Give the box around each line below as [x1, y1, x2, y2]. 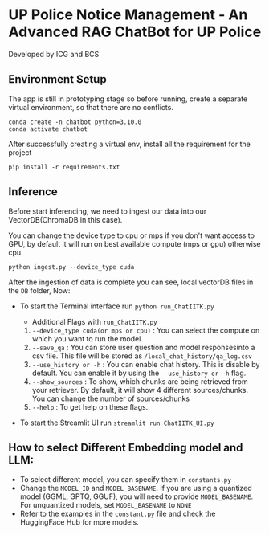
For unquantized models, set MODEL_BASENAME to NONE [19, 500, 192, 510]
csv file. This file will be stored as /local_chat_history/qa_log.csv [31, 351, 253, 361]
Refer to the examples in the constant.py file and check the [19, 508, 216, 519]
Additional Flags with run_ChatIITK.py [31, 317, 158, 326]
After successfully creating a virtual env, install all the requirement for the [8, 139, 251, 149]
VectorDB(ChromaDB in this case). [8, 214, 123, 224]
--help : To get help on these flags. [31, 402, 149, 411]
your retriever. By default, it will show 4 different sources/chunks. [31, 385, 249, 394]
